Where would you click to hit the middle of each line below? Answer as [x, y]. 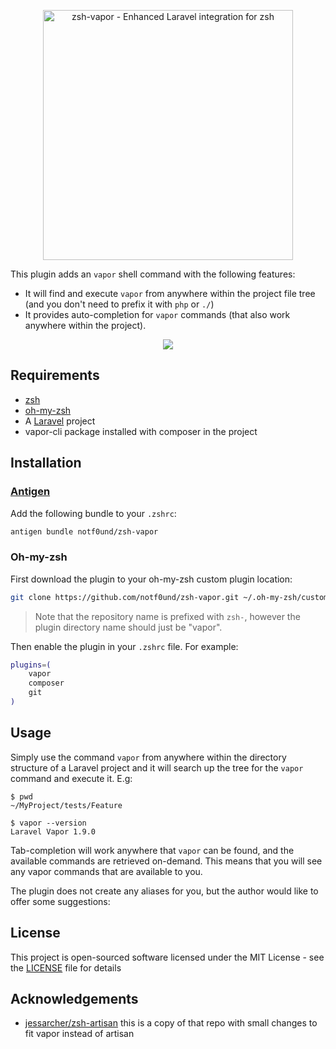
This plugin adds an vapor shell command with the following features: [153, 274]
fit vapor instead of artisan [79, 1034]
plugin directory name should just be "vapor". [128, 627]
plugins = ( [31, 665]
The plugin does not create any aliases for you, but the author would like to [164, 891]
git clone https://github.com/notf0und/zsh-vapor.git [125, 597]
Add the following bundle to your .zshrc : [93, 513]
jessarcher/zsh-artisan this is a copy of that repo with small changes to [171, 1023]
